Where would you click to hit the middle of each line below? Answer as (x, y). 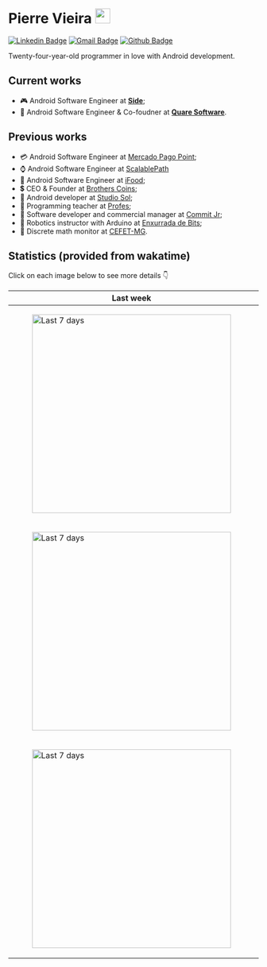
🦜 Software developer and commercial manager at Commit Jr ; (121, 214)
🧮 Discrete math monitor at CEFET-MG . (84, 231)
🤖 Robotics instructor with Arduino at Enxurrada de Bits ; (111, 222)
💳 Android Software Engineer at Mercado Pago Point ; (108, 157)
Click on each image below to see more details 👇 (89, 276)
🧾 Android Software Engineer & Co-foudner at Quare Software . (123, 112)
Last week (132, 298)
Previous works (48, 137)
